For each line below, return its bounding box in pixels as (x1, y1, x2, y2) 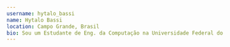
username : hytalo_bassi (6, 10, 75, 17)
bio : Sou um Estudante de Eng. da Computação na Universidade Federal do (6, 29, 224, 37)
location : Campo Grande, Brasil (6, 23, 99, 30)
